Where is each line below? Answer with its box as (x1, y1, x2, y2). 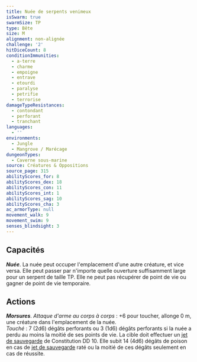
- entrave (11, 75, 35, 80)
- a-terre (11, 58, 35, 64)
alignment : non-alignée (6, 36, 65, 42)
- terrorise (11, 96, 41, 102)
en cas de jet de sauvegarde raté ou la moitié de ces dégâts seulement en (6, 344, 186, 351)
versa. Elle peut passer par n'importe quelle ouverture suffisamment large (6, 267, 186, 274)
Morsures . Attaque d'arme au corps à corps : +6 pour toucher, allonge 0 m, (6, 312, 192, 319)
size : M (6, 31, 25, 37)
